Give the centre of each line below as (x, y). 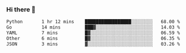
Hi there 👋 (21, 10)
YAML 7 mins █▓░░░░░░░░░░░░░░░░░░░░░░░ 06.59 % (93, 33)
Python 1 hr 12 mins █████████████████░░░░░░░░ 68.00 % (93, 22)
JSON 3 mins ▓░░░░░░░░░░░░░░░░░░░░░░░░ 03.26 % (93, 44)
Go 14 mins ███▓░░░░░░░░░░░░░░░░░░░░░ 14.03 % (93, 27)
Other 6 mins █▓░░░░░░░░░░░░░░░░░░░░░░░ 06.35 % (93, 38)
